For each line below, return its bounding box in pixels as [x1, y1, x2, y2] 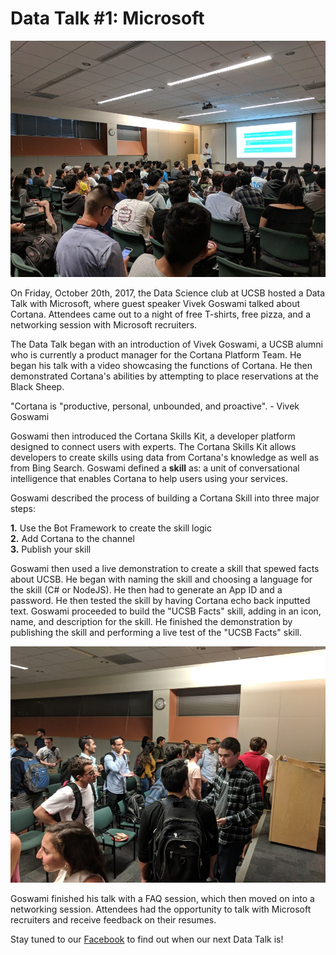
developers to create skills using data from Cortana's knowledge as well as [10, 451, 320, 463]
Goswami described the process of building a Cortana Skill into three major [10, 492, 320, 504]
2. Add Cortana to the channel [10, 532, 135, 544]
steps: [10, 502, 36, 514]
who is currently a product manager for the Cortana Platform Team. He [10, 348, 302, 361]
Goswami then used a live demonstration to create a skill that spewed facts [10, 562, 320, 574]
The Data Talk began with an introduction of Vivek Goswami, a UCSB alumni [10, 338, 324, 350]
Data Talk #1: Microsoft [10, 7, 205, 30]
